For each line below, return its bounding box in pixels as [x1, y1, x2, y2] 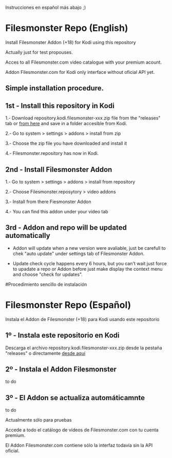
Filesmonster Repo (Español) [5, 299, 131, 311]
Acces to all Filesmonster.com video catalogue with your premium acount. [5, 59, 162, 65]
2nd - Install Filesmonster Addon [5, 165, 112, 174]
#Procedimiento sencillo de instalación [5, 281, 87, 287]
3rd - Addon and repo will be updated [5, 223, 127, 232]
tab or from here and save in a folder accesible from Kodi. [5, 121, 127, 127]
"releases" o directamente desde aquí [5, 350, 86, 356]
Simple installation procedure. [5, 84, 104, 93]
